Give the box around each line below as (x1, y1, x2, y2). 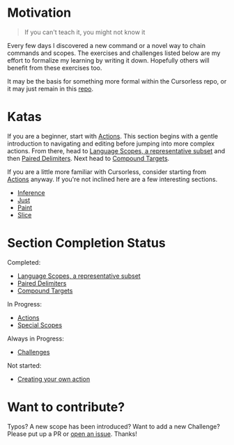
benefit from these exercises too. (7, 63, 102, 72)
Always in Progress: (7, 334, 64, 343)
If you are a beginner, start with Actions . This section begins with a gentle (7, 132, 218, 140)
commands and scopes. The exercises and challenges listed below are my (7, 49, 221, 57)
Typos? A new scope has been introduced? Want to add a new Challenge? (7, 422, 221, 430)
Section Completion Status (7, 235, 166, 251)
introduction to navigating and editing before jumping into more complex (7, 139, 214, 148)
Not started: (7, 361, 42, 370)
